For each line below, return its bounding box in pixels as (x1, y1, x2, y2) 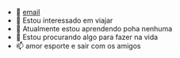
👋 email (15, 8, 40, 16)
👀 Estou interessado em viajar (15, 16, 113, 25)
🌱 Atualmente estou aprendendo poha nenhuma (15, 24, 173, 33)
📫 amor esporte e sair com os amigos (15, 42, 141, 50)
